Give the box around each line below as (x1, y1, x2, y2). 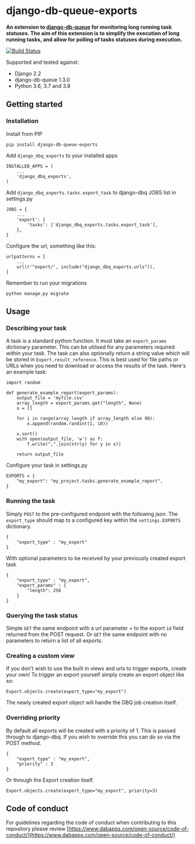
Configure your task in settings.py (6, 462, 88, 469)
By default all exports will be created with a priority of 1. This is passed (6, 727, 176, 734)
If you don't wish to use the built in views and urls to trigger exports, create (6, 665, 187, 672)
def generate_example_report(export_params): (6, 390, 119, 396)
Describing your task (6, 324, 67, 332)
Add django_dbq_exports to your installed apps (6, 152, 118, 159)
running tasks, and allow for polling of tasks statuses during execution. (6, 36, 183, 43)
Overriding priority (6, 713, 60, 722)
